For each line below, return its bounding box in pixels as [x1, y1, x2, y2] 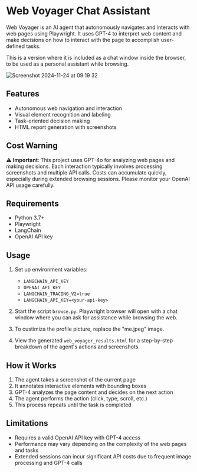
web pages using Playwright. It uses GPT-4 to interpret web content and [6, 30, 182, 37]
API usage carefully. [6, 182, 55, 189]
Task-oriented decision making [14, 117, 90, 124]
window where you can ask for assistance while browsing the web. [14, 314, 178, 321]
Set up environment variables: [14, 266, 88, 273]
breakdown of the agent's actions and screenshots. [14, 343, 140, 350]
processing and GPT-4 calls [14, 459, 83, 466]
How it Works [6, 360, 57, 370]
